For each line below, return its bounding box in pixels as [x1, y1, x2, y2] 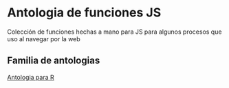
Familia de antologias [7, 55, 100, 67]
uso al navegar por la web [7, 34, 80, 43]
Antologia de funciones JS [7, 5, 162, 21]
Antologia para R [7, 73, 54, 81]
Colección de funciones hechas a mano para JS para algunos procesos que [7, 27, 222, 36]
